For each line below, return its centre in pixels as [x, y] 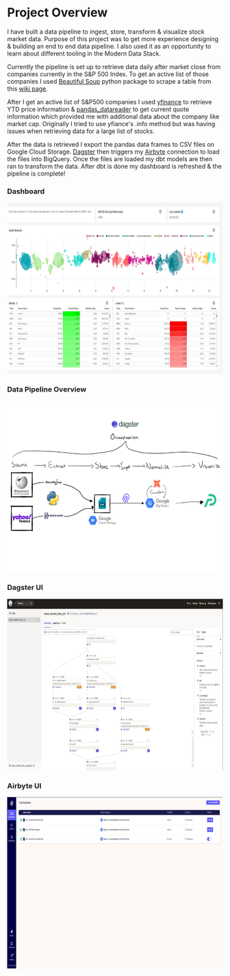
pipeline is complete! [36, 174]
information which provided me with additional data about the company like [113, 116]
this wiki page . [27, 88]
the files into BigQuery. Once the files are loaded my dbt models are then [110, 158]
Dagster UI [25, 588]
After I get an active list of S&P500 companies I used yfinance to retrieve [110, 102]
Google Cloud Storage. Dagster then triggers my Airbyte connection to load [114, 152]
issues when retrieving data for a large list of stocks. [81, 131]
